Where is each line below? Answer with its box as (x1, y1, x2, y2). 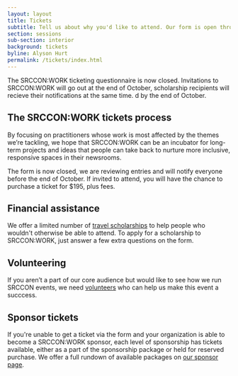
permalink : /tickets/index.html (7, 57, 103, 64)
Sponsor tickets (7, 311, 79, 324)
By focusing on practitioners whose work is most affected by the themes (7, 131, 220, 139)
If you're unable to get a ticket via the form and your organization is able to (7, 331, 225, 338)
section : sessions (7, 30, 62, 38)
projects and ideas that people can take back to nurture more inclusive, (22, 145, 231, 154)
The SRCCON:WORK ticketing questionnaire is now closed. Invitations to (7, 76, 219, 84)
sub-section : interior (7, 37, 74, 44)
